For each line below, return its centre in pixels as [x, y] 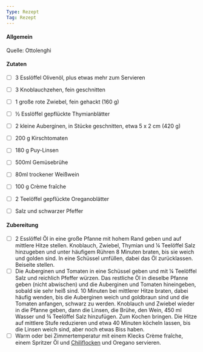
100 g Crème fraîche [41, 187]
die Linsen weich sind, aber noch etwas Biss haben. [80, 329]
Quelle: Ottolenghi [29, 50]
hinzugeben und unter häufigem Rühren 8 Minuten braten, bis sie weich [105, 252]
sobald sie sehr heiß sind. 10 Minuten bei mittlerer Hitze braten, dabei [101, 290]
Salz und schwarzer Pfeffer [49, 211]
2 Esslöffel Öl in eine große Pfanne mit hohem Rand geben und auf [98, 238]
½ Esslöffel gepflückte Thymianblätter [62, 114]
